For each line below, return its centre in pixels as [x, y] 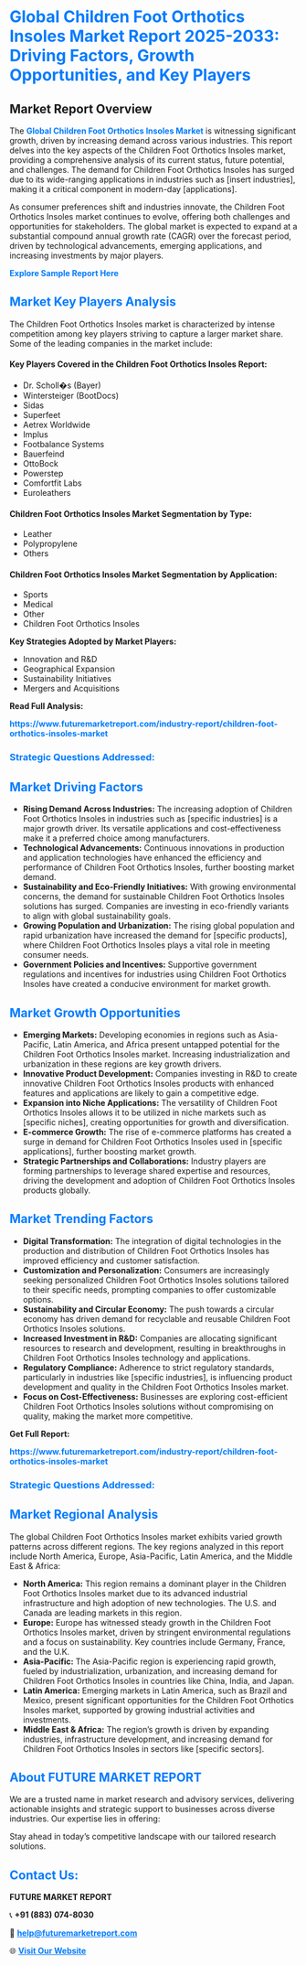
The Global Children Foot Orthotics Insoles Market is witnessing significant [153, 131]
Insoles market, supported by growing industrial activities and [139, 1710]
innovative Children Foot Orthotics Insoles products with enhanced [148, 1083]
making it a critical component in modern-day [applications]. [123, 189]
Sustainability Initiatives [67, 679]
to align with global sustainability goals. [97, 916]
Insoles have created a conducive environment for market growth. [147, 984]
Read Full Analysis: [47, 706]
